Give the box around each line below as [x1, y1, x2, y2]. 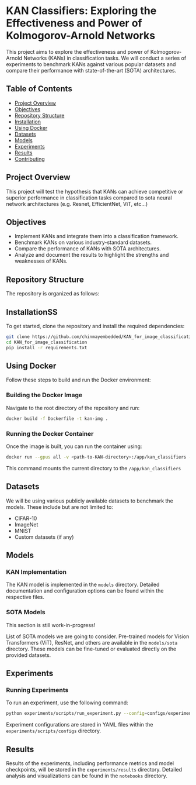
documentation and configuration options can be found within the [6, 587, 164, 594]
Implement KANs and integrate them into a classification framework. [14, 233, 179, 240]
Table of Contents [6, 84, 73, 94]
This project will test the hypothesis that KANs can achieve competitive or [6, 188, 184, 195]
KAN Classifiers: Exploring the [6, 4, 157, 18]
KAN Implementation [6, 567, 67, 576]
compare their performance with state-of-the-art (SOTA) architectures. [6, 67, 177, 74]
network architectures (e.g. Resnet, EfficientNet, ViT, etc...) [6, 200, 148, 207]
